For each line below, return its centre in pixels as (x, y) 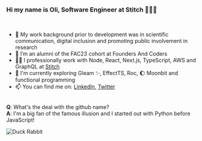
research (26, 47)
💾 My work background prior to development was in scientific (92, 34)
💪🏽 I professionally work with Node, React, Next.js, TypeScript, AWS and (106, 61)
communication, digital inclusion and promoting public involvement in (101, 41)
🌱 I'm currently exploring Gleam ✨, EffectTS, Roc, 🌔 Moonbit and (96, 73)
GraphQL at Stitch (37, 67)
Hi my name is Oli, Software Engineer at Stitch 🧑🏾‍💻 (82, 10)
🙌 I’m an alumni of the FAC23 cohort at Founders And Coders (91, 54)
